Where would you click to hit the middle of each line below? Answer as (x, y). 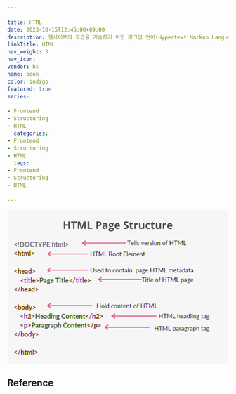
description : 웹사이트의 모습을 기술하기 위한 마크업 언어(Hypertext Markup (108, 37)
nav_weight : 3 (28, 52)
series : (19, 96)
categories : (31, 133)
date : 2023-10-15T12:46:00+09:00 (56, 29)
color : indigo (28, 81)
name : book (23, 74)
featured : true (29, 89)
